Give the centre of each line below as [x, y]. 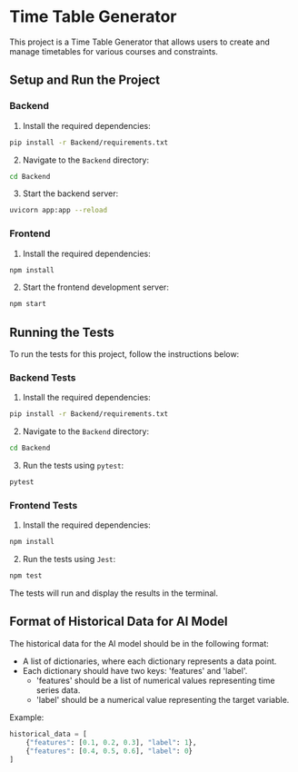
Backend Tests [43, 378]
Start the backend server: [70, 193]
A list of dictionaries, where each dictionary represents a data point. [149, 661]
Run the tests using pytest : [73, 466]
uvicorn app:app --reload [58, 211]
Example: [27, 717]
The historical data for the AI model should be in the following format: [139, 643]
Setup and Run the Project [85, 80]
